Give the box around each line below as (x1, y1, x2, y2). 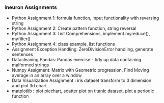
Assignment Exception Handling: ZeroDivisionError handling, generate (11, 46, 154, 52)
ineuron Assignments (4, 4, 57, 11)
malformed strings (11, 62, 49, 68)
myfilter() (11, 36, 31, 42)
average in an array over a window (11, 73, 82, 78)
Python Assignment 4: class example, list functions (11, 41, 115, 47)
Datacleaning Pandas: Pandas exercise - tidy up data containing (11, 57, 141, 63)
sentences (11, 51, 33, 57)
